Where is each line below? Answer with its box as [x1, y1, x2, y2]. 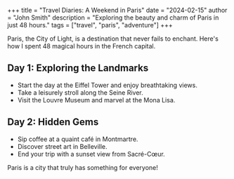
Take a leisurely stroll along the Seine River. [17, 88, 144, 97]
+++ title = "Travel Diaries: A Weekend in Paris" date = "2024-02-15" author [7, 6, 228, 14]
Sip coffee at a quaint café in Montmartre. [17, 135, 138, 143]
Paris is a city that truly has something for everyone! [7, 163, 158, 171]
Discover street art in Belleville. [17, 142, 108, 150]
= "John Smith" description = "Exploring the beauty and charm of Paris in [7, 13, 219, 22]
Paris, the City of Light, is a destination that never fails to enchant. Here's [7, 34, 219, 43]
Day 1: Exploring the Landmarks [7, 62, 149, 74]
